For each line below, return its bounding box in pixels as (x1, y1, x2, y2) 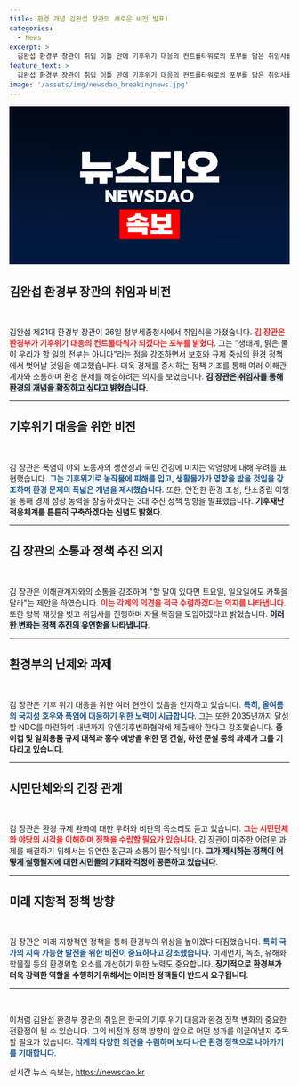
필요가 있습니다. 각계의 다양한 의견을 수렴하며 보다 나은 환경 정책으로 (18, 1037, 254, 1048)
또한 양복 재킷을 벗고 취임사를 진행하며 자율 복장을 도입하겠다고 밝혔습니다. (9, 608, 269, 619)
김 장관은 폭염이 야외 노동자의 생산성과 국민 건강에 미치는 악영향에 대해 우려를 (9, 462, 278, 473)
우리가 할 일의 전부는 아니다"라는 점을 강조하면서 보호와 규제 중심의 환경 (18, 349, 267, 360)
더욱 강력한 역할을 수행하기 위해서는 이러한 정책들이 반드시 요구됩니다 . (9, 970, 249, 981)
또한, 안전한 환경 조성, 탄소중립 (166, 484, 273, 495)
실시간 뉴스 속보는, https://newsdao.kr (9, 1066, 145, 1078)
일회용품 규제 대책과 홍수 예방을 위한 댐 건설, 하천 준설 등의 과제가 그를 (34, 732, 274, 744)
